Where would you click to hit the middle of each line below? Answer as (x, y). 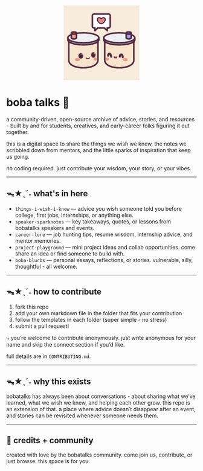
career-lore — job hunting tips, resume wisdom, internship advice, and (104, 234)
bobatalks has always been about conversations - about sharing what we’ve (101, 396)
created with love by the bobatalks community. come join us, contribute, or (99, 455)
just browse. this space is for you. (48, 461)
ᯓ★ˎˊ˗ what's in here (47, 194)
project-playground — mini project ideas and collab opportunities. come (105, 247)
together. (18, 132)
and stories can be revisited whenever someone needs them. (82, 415)
